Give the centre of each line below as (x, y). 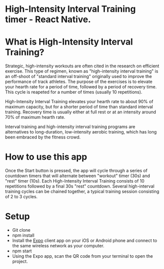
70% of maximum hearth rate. (35, 117)
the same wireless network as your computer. (58, 246)
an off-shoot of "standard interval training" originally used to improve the (79, 77)
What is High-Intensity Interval (69, 42)
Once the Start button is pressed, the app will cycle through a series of (76, 171)
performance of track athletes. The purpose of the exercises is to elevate (79, 81)
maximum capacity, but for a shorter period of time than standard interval (79, 107)
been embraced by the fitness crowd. (43, 137)
